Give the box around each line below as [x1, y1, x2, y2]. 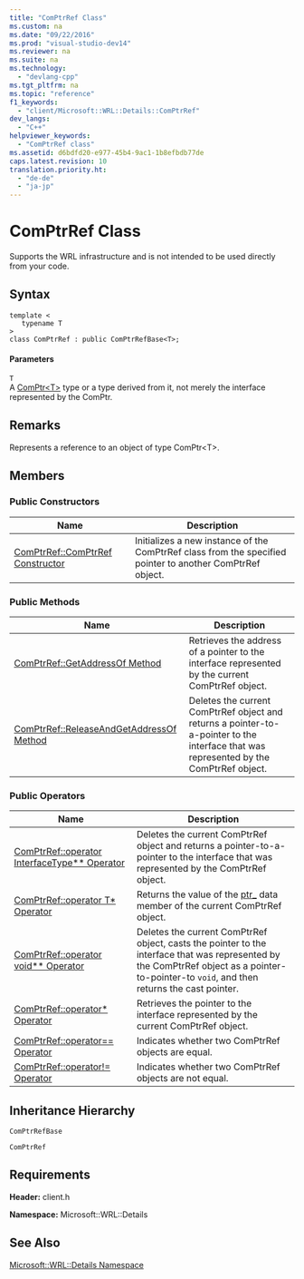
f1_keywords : [9, 97, 59, 107]
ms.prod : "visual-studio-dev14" [9, 38, 131, 48]
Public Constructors [9, 495, 100, 508]
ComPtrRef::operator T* [14, 894, 116, 907]
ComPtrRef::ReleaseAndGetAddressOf [14, 722, 177, 735]
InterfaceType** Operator [14, 856, 125, 869]
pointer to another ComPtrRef [135, 557, 261, 570]
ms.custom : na [9, 22, 63, 31]
